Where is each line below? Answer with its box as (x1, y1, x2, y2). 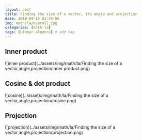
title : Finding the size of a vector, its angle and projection (5, 12, 138, 16)
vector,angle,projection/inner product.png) (5, 65, 90, 71)
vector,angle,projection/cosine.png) (5, 97, 77, 103)
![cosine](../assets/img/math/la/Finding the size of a (5, 93, 109, 98)
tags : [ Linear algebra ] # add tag (5, 30, 75, 34)
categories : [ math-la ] (5, 25, 51, 30)
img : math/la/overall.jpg (5, 20, 57, 26)
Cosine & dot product (5, 79, 70, 88)
